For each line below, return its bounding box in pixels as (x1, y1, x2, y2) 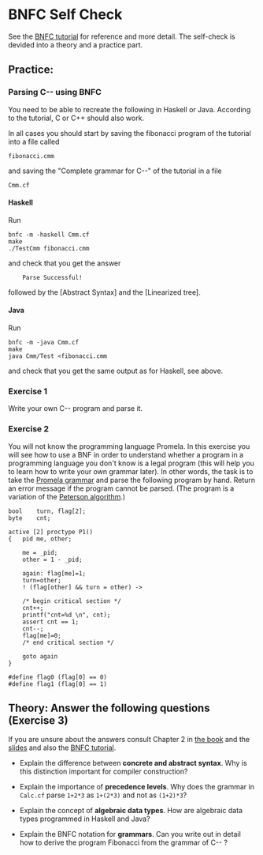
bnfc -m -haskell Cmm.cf (8, 231, 90, 239)
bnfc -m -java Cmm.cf (8, 338, 80, 347)
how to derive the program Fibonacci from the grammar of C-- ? (19, 838, 228, 847)
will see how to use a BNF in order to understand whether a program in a (8, 450, 244, 459)
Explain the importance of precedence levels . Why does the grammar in (19, 782, 254, 792)
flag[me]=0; (22, 631, 61, 639)
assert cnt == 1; (22, 618, 80, 626)
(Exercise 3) (8, 714, 69, 728)
